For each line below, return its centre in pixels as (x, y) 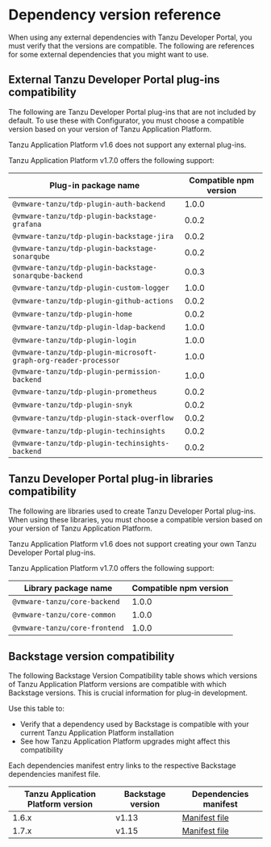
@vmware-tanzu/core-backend (66, 602)
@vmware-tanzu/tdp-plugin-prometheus (85, 392)
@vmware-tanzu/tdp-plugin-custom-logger (91, 287)
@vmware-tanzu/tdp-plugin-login (75, 340)
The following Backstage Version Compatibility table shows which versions (133, 676)
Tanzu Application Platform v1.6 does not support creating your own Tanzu (132, 543)
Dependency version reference (115, 15)
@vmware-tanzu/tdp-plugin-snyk (73, 405)
